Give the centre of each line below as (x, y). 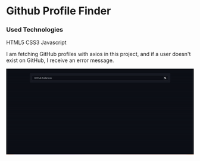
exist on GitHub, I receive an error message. (60, 60)
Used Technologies (35, 30)
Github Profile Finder (59, 11)
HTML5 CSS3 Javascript (36, 42)
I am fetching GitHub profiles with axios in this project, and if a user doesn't (99, 54)
